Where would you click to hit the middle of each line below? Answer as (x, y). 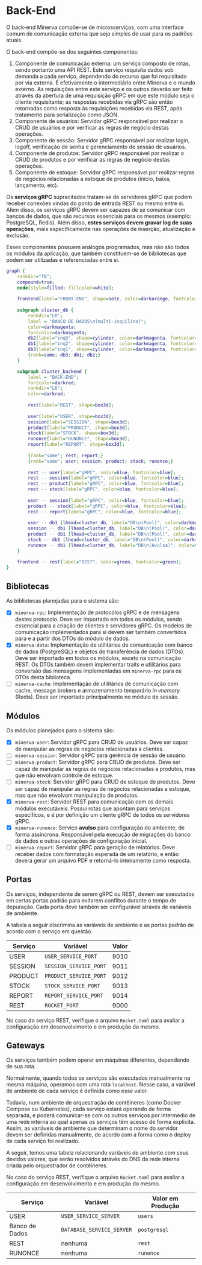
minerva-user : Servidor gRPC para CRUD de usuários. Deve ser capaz (101, 742)
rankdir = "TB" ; (35, 276)
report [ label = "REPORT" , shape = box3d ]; (76, 445)
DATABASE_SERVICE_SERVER (96, 1230)
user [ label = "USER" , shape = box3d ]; (71, 416)
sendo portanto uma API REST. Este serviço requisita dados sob (94, 69)
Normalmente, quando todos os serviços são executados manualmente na (98, 1078)
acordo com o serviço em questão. (50, 931)
